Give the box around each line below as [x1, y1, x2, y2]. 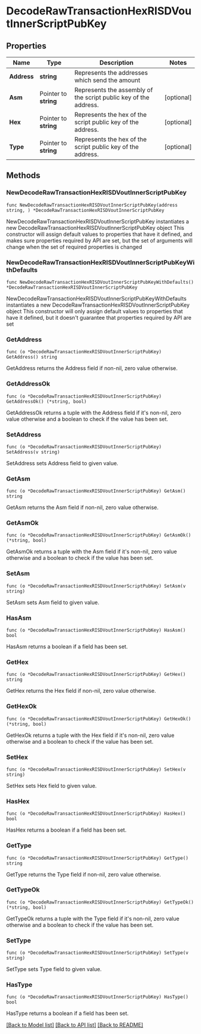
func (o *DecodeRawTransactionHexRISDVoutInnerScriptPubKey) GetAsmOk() [6, 532, 191, 538]
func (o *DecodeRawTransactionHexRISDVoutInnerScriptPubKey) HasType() [6, 994, 188, 1000]
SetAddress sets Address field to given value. [6, 459, 118, 466]
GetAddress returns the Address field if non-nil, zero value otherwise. [6, 365, 178, 372]
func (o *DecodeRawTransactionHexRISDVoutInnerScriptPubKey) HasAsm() [6, 627, 186, 633]
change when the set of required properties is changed [6, 243, 142, 250]
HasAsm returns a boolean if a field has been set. [6, 643, 128, 650]
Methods [6, 171, 41, 181]
